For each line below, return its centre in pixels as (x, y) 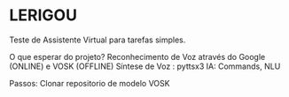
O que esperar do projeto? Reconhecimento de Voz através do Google (137, 56)
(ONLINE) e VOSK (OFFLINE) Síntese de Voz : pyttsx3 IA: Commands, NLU (145, 66)
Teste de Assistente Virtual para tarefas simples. (98, 40)
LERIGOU (43, 15)
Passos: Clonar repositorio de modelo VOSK (90, 83)
